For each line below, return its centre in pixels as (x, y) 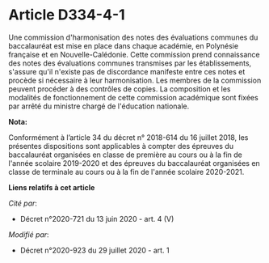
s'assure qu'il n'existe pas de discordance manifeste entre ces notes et (127, 71)
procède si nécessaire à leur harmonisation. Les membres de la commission (135, 80)
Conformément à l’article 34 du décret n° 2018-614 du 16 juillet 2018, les (128, 137)
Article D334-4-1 (67, 15)
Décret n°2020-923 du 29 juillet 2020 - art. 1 (95, 250)
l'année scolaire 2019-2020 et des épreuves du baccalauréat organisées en (134, 163)
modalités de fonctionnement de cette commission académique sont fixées (133, 97)
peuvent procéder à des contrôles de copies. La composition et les (120, 89)
